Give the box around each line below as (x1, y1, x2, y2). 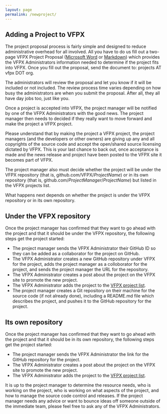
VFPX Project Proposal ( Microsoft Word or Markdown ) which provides (16, 54, 160, 60)
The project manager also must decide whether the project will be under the (5, 167, 161, 173)
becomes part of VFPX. (5, 157, 53, 163)
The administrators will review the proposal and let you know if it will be (5, 80, 152, 86)
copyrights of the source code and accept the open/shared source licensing (5, 141, 162, 147)
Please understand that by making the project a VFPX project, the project (5, 130, 155, 137)
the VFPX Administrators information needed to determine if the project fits (5, 59, 159, 65)
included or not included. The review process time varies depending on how (5, 85, 162, 91)
